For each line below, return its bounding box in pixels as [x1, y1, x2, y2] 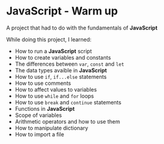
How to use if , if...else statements [14, 73, 107, 80]
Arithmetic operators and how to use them [14, 117, 121, 125]
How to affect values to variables [14, 86, 97, 93]
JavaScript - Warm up [6, 4, 118, 18]
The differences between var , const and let [14, 60, 125, 67]
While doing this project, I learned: [6, 36, 92, 43]
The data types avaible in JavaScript [14, 66, 107, 74]
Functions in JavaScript [14, 105, 75, 112]
